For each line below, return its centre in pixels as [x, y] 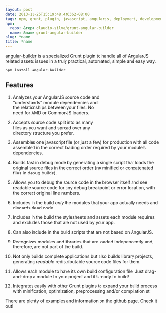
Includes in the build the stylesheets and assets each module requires [83, 217]
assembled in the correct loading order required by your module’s [79, 147]
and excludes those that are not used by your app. [64, 222]
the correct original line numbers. [47, 193]
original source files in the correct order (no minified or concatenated [83, 168]
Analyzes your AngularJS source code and [56, 97]
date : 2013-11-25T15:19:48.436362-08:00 [48, 14]
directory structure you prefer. [43, 133]
